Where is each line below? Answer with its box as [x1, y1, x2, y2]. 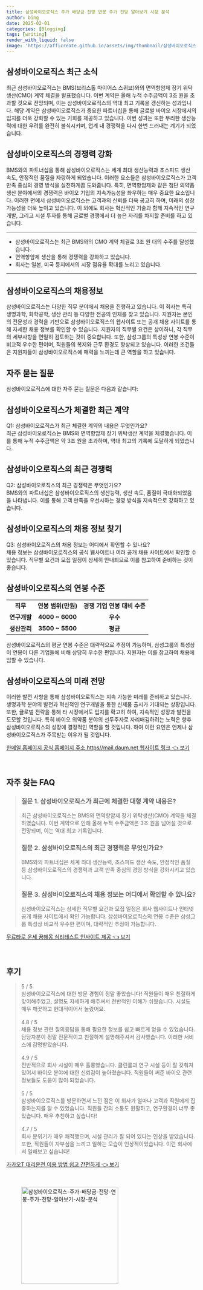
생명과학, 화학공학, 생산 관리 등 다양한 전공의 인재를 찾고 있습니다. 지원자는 [6, 311, 182, 318]
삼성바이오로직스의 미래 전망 [6, 676, 106, 686]
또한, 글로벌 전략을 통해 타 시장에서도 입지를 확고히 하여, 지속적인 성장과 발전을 [6, 708, 192, 716]
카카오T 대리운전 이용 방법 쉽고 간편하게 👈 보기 [6, 1161, 120, 1168]
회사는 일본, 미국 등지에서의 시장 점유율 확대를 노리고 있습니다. [14, 260, 162, 268]
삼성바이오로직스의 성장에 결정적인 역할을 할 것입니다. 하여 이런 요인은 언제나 [6, 723, 187, 731]
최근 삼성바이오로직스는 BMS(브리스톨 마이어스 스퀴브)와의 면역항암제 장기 [6, 84, 182, 91]
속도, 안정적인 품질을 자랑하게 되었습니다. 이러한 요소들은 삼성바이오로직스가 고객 [6, 174, 197, 181]
